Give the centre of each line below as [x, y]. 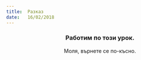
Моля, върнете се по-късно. [100, 50]
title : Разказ [25, 12]
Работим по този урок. [100, 38]
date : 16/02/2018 [30, 17]
